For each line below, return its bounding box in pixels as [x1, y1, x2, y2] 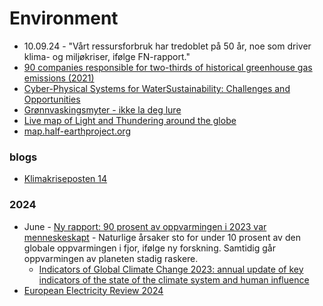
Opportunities [23, 93, 81, 105]
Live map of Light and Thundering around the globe [23, 114, 237, 126]
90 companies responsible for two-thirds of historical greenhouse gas [23, 61, 313, 73]
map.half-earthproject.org [23, 125, 131, 137]
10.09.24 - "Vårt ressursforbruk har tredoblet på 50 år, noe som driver [23, 40, 312, 52]
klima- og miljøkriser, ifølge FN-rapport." [23, 50, 191, 62]
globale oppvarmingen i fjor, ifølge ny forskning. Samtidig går [23, 242, 276, 254]
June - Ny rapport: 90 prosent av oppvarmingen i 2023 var [23, 220, 267, 232]
